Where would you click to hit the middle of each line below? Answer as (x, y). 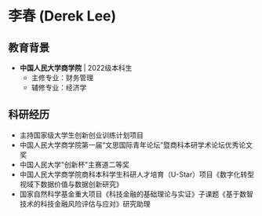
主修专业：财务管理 (62, 78)
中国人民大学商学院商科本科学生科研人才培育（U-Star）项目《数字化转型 (137, 174)
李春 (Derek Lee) (62, 16)
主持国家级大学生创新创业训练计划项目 (81, 135)
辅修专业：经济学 (59, 88)
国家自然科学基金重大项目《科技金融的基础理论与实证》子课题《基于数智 (136, 194)
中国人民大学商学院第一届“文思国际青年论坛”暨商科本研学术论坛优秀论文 (136, 145)
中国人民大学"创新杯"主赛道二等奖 (74, 164)
